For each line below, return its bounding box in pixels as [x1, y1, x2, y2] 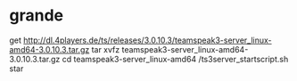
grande [9, 5, 64, 26]
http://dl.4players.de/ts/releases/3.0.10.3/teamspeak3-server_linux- [23, 35, 272, 45]
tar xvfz [91, 44, 120, 54]
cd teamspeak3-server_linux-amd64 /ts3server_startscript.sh [62, 53, 289, 64]
